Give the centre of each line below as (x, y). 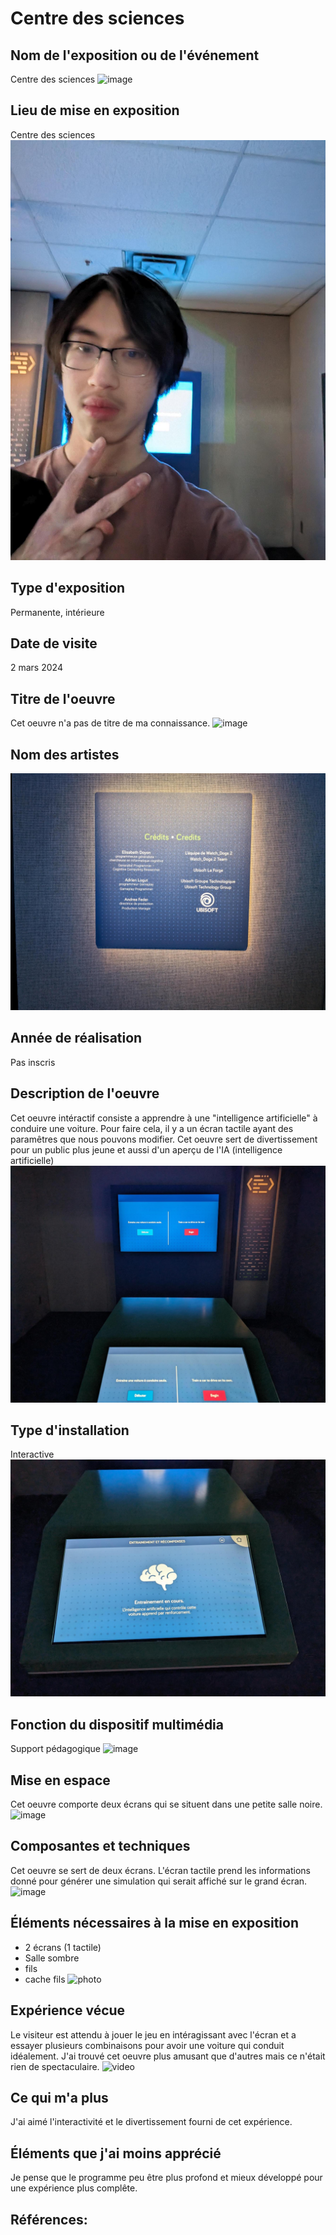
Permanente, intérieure (57, 612)
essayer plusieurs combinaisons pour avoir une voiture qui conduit (147, 2045)
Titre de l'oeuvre (63, 698)
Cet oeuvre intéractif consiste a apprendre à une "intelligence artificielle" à (164, 1118)
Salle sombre (52, 1958)
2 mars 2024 (36, 668)
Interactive (32, 1454)
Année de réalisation (76, 1038)
